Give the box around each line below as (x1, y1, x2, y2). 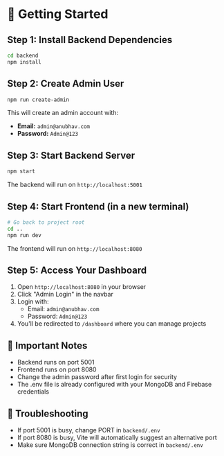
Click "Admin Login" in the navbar (17, 290, 114, 299)
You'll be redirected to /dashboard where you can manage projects (17, 319, 207, 328)
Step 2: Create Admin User (7, 78, 124, 89)
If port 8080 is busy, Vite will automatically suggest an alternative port (17, 433, 218, 441)
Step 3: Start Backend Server (7, 149, 136, 161)
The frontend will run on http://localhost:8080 (7, 244, 142, 252)
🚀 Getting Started (7, 6, 109, 22)
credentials (17, 387, 50, 396)
